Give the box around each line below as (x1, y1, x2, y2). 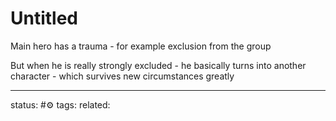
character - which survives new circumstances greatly (10, 70, 235, 82)
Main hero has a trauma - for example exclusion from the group (10, 40, 272, 52)
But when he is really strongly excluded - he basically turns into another (10, 59, 307, 71)
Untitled (10, 7, 79, 30)
